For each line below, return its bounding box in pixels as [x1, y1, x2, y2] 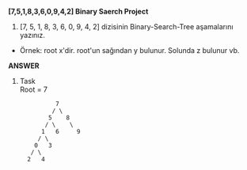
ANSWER [8, 61, 40, 70]
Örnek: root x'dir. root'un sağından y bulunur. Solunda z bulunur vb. [19, 46, 240, 55]
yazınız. [19, 31, 46, 40]
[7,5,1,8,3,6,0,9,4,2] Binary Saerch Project [8, 7, 149, 16]
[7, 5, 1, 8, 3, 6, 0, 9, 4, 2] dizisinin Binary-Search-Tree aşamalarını [19, 22, 234, 31]
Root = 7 [19, 85, 48, 94]
